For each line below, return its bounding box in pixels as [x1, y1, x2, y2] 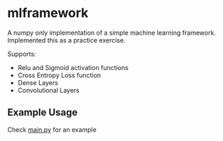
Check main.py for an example [7, 125, 97, 134]
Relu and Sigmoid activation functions [17, 63, 129, 72]
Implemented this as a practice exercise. [7, 35, 126, 44]
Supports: [7, 50, 37, 58]
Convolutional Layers [17, 86, 80, 94]
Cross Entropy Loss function [17, 71, 102, 79]
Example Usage [7, 106, 78, 118]
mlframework [7, 5, 89, 21]
